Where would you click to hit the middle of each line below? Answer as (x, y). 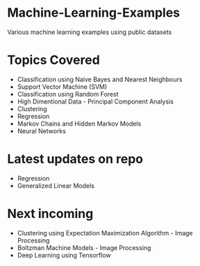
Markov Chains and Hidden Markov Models (79, 124)
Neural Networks (41, 131)
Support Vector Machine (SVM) (62, 86)
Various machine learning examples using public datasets (90, 32)
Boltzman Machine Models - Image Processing (84, 247)
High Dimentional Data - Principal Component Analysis (95, 101)
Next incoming (50, 214)
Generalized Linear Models (56, 185)
